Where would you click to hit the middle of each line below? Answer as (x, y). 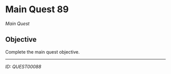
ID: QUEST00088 (23, 66)
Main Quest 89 (37, 9)
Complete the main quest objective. (42, 52)
